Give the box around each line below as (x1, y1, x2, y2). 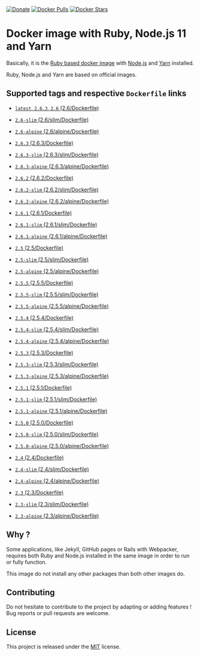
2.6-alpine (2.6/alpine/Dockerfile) (14, 127, 99, 135)
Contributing (6, 587, 55, 598)
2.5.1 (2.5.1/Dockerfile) (14, 384, 72, 391)
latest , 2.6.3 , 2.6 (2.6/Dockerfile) (14, 104, 99, 111)
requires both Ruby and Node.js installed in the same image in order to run (6, 552, 190, 559)
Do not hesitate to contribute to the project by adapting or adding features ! (6, 603, 192, 610)
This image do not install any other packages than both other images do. (6, 570, 186, 577)
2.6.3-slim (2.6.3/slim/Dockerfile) (14, 151, 99, 158)
